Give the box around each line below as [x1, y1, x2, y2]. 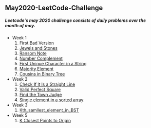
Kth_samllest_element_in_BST [19, 107, 79, 113]
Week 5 [12, 112, 28, 118]
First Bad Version [19, 40, 54, 46]
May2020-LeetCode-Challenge [5, 4, 103, 12]
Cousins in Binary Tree [19, 71, 65, 77]
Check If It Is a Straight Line [19, 81, 75, 87]
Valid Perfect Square [19, 87, 61, 92]
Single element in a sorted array [19, 97, 84, 103]
